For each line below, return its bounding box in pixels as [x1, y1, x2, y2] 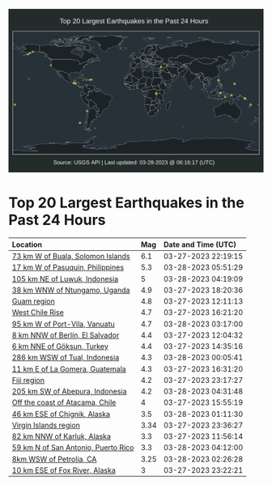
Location [11, 240, 43, 249]
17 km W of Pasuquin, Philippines [11, 262, 124, 272]
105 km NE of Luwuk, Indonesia [11, 274, 119, 283]
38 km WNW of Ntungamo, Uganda [11, 285, 130, 295]
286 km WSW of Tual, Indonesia [11, 353, 120, 363]
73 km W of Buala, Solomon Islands [11, 252, 131, 262]
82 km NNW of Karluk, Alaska [11, 432, 112, 441]
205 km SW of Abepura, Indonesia [11, 386, 127, 397]
